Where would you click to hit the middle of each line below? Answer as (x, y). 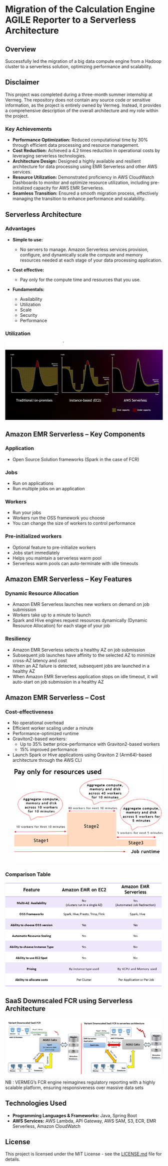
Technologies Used (36, 1103)
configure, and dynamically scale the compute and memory (81, 254)
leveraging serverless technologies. (49, 156)
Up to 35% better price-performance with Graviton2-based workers (90, 744)
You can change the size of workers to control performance (74, 523)
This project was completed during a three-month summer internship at (79, 95)
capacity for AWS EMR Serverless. (69, 188)
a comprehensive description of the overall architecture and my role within (82, 110)
